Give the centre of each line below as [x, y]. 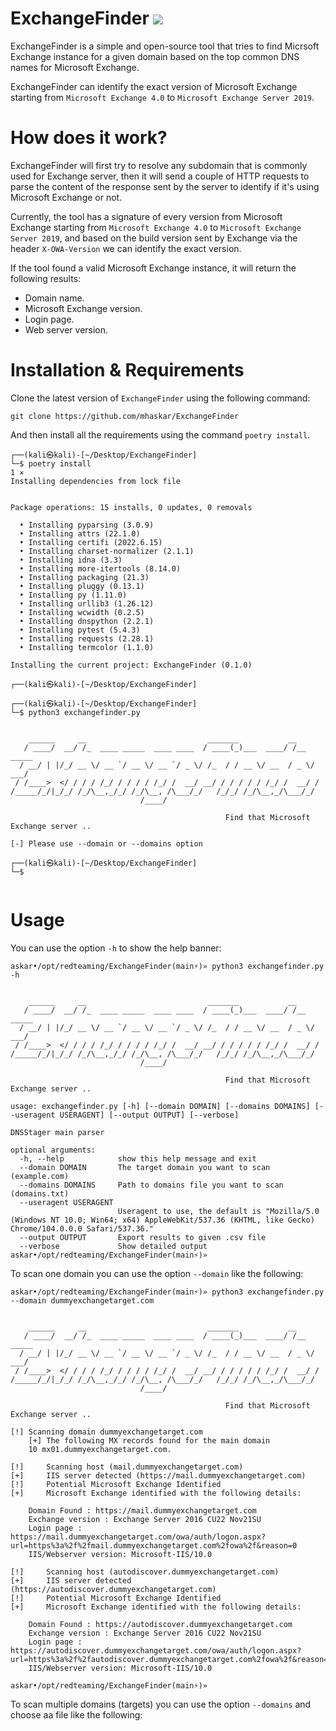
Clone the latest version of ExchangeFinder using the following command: [160, 398]
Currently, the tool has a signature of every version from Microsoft [146, 216]
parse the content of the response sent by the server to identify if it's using [165, 186]
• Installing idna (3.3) [71, 560]
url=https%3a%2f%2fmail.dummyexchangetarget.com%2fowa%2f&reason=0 [154, 1545]
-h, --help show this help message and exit [138, 1158]
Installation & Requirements [127, 370]
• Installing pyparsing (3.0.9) [87, 525]
